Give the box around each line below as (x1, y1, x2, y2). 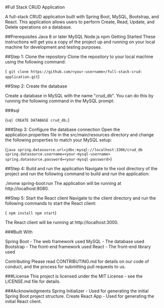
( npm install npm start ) (5, 210, 57, 216)
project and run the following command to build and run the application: (5, 171, 150, 177)
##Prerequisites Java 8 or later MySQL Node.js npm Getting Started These (5, 34, 156, 39)
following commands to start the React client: (5, 200, 96, 206)
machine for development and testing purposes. (5, 44, 102, 50)
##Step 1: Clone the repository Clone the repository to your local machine (5, 54, 153, 60)
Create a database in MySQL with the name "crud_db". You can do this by (5, 93, 154, 98)
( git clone (5, 68, 29, 74)
